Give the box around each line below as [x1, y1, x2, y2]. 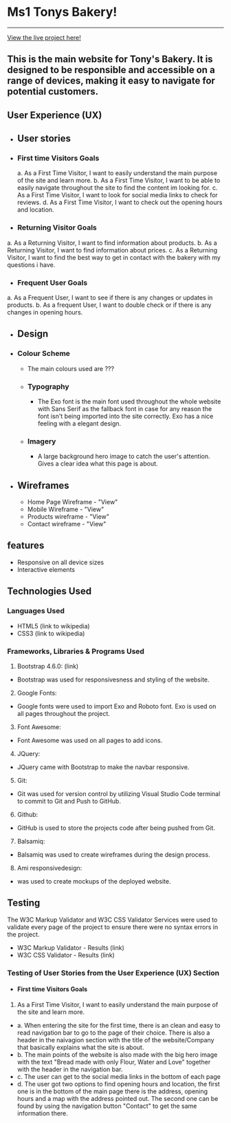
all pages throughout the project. [16, 709, 110, 717]
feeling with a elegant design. [37, 419, 122, 428]
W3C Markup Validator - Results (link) [16, 943, 125, 952]
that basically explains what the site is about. [16, 1043, 144, 1051]
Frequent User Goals [16, 277, 88, 287]
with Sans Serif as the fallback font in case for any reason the [37, 404, 212, 413]
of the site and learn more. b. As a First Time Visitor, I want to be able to [16, 177, 221, 185]
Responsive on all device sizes [16, 558, 104, 566]
